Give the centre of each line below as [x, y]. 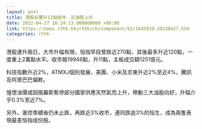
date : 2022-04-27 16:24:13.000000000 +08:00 [63, 23]
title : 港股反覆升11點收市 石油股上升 [50, 17]
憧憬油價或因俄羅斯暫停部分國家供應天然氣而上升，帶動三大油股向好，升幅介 [101, 92]
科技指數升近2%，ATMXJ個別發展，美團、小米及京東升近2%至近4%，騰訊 [99, 72]
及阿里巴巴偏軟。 [27, 80]
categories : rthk [28, 34]
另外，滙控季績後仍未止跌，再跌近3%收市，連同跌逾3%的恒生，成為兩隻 [96, 113]
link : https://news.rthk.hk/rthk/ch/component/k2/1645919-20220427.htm [98, 28]
